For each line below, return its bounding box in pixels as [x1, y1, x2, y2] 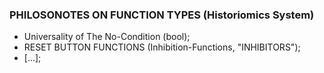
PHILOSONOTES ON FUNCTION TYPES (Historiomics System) [9, 8, 315, 22]
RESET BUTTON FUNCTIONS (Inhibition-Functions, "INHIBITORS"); [23, 41, 301, 53]
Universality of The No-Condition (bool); [23, 31, 191, 43]
